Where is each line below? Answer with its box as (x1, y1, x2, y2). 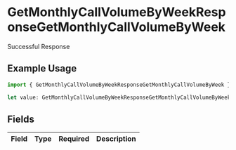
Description (96, 134, 137, 144)
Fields (7, 113, 35, 125)
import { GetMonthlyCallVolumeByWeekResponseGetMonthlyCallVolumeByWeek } (7, 81, 231, 88)
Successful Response (7, 42, 70, 50)
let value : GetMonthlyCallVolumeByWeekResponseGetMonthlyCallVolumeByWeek (7, 94, 231, 101)
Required (58, 134, 90, 144)
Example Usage (7, 62, 77, 74)
